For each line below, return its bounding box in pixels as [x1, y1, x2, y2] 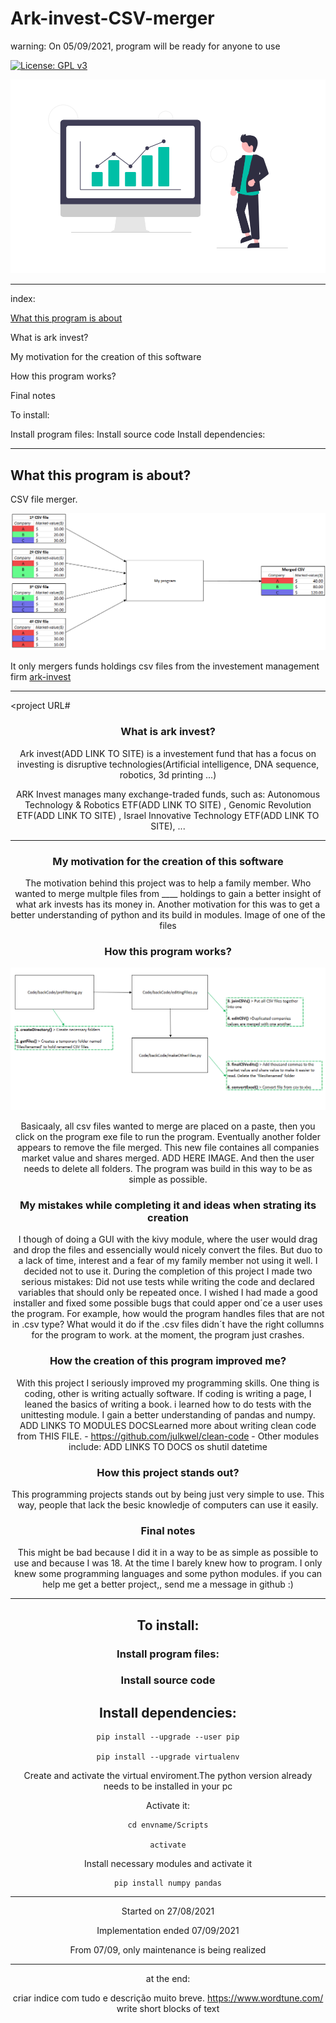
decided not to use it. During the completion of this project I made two [23, 1265, 313, 1277]
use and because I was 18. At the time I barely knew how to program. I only [13, 1557, 323, 1569]
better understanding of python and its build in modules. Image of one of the [10, 908, 326, 921]
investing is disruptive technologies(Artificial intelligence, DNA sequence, [16, 758, 320, 770]
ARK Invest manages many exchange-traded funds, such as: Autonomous [15, 788, 321, 800]
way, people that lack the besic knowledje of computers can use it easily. [17, 1498, 319, 1511]
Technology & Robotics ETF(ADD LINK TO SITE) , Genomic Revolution [24, 798, 312, 811]
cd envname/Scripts [127, 1820, 209, 1831]
